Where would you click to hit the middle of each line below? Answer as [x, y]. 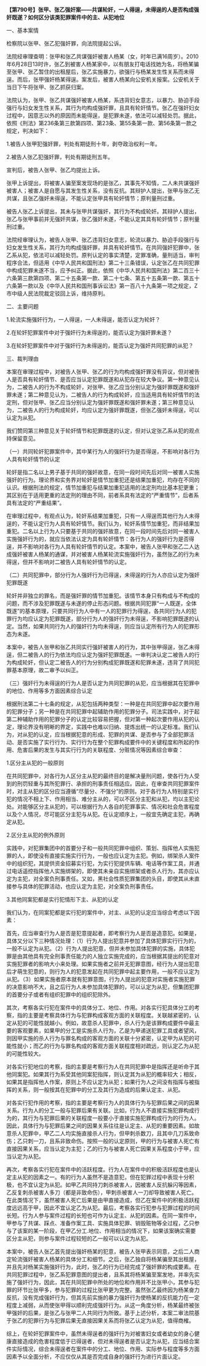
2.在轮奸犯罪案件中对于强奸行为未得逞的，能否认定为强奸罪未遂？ [90, 333]
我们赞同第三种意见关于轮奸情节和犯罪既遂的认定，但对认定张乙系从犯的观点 [103, 431]
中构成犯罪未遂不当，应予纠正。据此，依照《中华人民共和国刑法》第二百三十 [103, 270]
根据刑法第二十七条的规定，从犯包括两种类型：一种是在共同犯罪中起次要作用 [103, 704]
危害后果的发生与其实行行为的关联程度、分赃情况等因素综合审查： [100, 750]
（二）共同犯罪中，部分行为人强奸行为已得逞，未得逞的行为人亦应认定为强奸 [103, 575]
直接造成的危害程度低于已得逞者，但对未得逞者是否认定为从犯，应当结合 [103, 1341]
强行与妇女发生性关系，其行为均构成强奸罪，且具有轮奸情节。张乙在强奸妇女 [103, 108]
